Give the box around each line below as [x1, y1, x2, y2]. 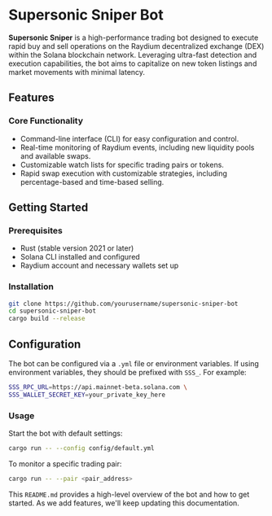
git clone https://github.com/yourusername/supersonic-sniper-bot [8, 300, 239, 308]
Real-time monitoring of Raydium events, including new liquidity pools [20, 142, 255, 152]
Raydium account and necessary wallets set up [20, 260, 179, 270]
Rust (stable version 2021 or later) [20, 243, 134, 253]
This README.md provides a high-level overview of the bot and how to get [8, 489, 250, 499]
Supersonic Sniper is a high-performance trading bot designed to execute [8, 33, 259, 42]
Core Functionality [8, 116, 84, 127]
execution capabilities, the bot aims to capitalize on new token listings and [8, 59, 257, 68]
